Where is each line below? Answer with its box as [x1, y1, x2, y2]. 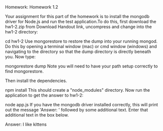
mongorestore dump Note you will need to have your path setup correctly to [5, 63, 158, 69]
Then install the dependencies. [5, 78, 67, 83]
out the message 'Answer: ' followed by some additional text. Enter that [5, 107, 148, 113]
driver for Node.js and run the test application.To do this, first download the [5, 19, 157, 24]
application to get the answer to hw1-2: [5, 92, 84, 98]
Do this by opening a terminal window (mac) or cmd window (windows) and [5, 44, 157, 49]
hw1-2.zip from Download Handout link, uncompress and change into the [5, 24, 152, 30]
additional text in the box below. [5, 112, 69, 118]
